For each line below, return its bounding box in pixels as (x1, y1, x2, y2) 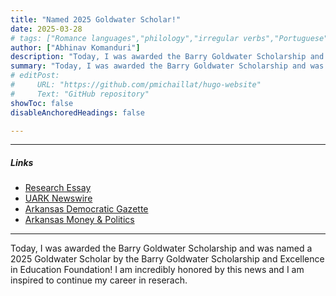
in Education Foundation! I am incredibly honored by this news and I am (10, 264, 305, 276)
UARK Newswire (24, 192, 93, 205)
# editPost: (10, 71, 60, 81)
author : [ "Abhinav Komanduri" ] (10, 42, 141, 53)
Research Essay (24, 182, 92, 194)
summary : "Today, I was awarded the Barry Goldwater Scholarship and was (10, 61, 325, 71)
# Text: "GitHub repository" (10, 89, 150, 99)
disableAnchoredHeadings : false (10, 107, 145, 118)
